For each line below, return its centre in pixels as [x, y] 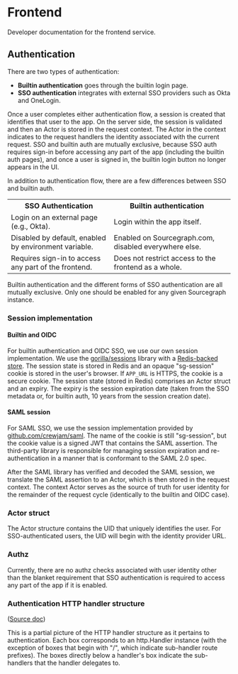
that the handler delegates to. [77, 663]
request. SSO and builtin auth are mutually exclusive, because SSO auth [112, 144]
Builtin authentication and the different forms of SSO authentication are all [115, 284]
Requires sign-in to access [56, 258]
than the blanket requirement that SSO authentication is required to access [116, 577]
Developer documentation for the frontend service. [81, 32]
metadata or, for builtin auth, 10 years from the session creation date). [109, 396]
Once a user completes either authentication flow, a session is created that [116, 114]
